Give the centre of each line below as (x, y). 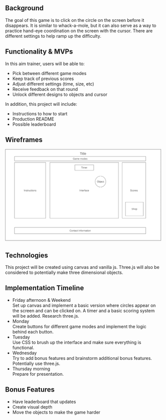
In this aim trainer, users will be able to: (45, 64)
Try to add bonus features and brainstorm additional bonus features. (82, 358)
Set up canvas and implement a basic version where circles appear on (84, 305)
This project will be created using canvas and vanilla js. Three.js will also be (82, 267)
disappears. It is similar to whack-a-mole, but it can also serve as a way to (81, 25)
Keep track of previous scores (43, 79)
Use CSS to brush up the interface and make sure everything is (77, 342)
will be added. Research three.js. (46, 316)
